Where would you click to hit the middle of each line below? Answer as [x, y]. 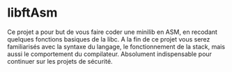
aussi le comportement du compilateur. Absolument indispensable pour [110, 54]
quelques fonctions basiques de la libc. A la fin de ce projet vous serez [109, 39]
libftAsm [32, 13]
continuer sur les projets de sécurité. [60, 61]
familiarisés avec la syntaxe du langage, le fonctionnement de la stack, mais [116, 46]
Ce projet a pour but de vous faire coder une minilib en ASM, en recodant [113, 32]
